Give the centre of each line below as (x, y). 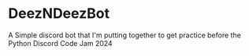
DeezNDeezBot (59, 14)
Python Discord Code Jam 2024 (60, 43)
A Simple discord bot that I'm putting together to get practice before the (125, 35)
